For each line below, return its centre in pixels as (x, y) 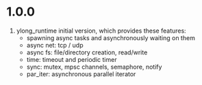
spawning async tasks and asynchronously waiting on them (111, 37)
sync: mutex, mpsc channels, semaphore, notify (94, 67)
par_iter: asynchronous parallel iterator (81, 74)
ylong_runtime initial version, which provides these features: (101, 31)
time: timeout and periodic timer (72, 59)
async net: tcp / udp (55, 45)
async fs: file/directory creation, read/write (87, 52)
